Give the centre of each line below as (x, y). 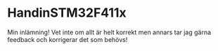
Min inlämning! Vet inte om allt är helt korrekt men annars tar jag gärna (109, 32)
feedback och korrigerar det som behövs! (68, 39)
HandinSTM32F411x (67, 13)
